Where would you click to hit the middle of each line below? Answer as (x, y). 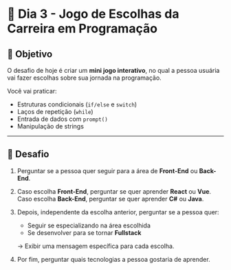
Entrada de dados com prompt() (62, 119)
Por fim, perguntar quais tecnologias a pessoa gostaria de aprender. (114, 259)
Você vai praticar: (32, 91)
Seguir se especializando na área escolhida (89, 225)
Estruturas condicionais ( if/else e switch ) (77, 104)
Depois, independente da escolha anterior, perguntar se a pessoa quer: (118, 212)
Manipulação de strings (51, 126)
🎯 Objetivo (30, 54)
